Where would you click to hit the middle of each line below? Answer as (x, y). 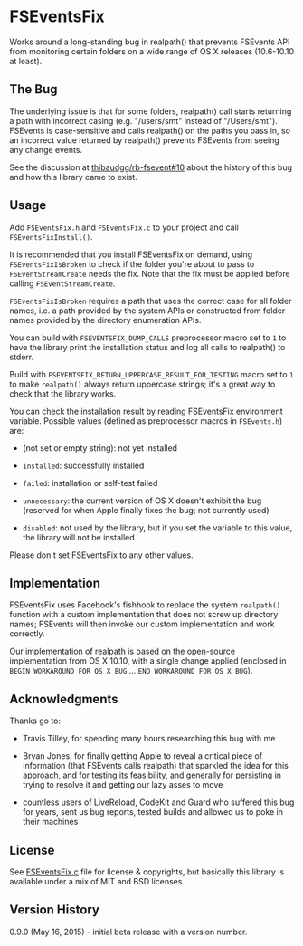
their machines (50, 822)
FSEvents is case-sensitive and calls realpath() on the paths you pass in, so (150, 130)
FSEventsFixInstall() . (51, 236)
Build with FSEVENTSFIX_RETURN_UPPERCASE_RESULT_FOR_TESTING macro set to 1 (151, 374)
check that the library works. (63, 393)
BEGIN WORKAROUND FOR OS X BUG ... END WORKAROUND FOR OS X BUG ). (131, 671)
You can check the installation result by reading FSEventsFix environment (146, 411)
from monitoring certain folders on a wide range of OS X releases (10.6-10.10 (152, 51)
